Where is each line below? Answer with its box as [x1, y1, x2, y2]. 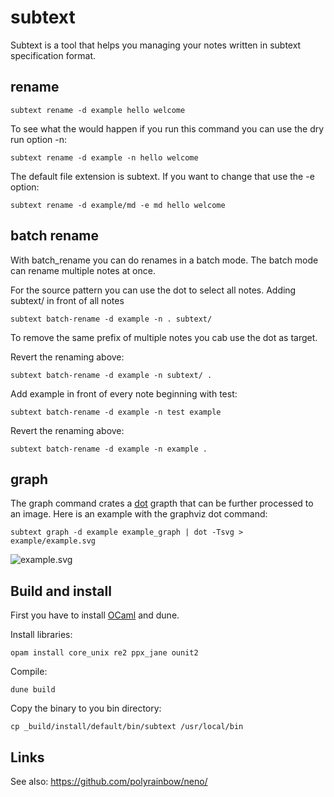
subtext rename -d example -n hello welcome [10, 152, 199, 163]
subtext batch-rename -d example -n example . [10, 444, 208, 454]
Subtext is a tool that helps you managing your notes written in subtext [10, 39, 302, 51]
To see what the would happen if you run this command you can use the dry [10, 122, 325, 135]
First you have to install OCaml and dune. [10, 609, 180, 621]
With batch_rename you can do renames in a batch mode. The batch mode [10, 254, 319, 266]
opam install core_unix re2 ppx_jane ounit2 [10, 648, 199, 658]
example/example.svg [10, 536, 97, 546]
